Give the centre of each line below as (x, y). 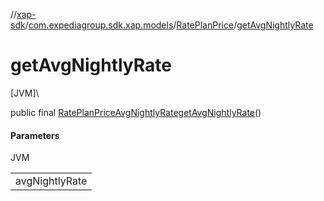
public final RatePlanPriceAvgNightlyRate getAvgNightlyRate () (136, 112)
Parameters (35, 135)
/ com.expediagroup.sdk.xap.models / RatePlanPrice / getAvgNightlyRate (169, 25)
